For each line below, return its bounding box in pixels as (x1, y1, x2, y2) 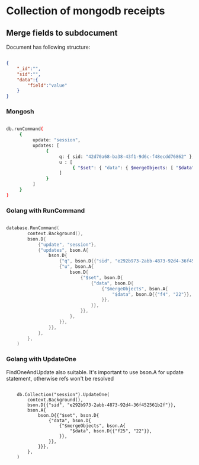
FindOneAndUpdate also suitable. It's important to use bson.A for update (6, 368, 184, 375)
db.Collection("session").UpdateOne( (17, 391, 110, 397)
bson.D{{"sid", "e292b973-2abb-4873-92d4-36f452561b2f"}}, (27, 402, 176, 408)
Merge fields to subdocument (6, 28, 118, 38)
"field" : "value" (27, 82, 68, 88)
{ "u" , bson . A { (59, 264, 94, 270)
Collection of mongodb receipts (6, 4, 165, 18)
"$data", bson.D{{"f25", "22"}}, (69, 428, 152, 434)
